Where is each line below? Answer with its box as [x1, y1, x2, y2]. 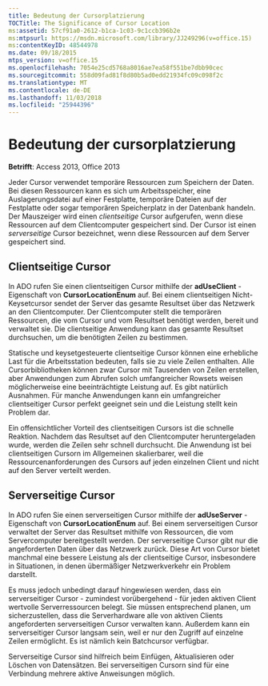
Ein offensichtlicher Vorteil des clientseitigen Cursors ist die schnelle [8, 423, 234, 432]
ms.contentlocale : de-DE [8, 86, 91, 94]
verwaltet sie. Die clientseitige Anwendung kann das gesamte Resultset [8, 323, 244, 333]
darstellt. [8, 569, 38, 579]
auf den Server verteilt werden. [8, 465, 111, 475]
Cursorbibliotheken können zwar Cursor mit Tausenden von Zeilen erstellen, [8, 365, 260, 375]
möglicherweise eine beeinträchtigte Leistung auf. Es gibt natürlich [8, 382, 229, 391]
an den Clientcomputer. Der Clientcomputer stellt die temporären [8, 307, 222, 316]
